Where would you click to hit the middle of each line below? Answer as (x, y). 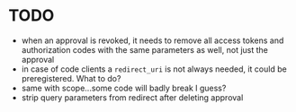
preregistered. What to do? (71, 78)
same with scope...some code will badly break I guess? (124, 88)
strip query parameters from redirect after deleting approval (132, 97)
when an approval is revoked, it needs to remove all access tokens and (152, 40)
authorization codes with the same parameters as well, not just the (145, 49)
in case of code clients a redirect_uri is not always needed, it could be (154, 69)
